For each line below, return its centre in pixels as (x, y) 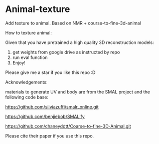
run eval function (30, 57)
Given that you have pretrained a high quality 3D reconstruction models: (79, 42)
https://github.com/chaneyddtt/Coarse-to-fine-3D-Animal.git (68, 126)
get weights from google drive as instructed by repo (66, 52)
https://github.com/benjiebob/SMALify (45, 116)
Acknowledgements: (26, 82)
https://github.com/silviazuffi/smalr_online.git (52, 106)
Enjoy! (19, 62)
